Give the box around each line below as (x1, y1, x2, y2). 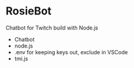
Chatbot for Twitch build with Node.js (5, 24, 98, 31)
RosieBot (5, 4, 52, 18)
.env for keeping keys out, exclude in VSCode (14, 48, 128, 55)
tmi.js (14, 55, 28, 62)
